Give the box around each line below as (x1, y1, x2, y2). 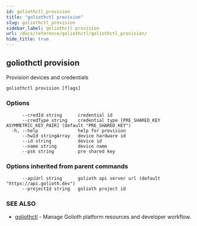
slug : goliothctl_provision (6, 20, 76, 25)
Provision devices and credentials (6, 73, 89, 80)
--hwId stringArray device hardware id (21, 133, 126, 139)
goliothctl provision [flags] (6, 85, 81, 91)
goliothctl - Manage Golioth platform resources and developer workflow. (14, 213, 192, 220)
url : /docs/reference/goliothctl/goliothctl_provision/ (6, 31, 147, 37)
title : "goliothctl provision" (6, 14, 84, 20)
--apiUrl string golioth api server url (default (21, 176, 161, 182)
